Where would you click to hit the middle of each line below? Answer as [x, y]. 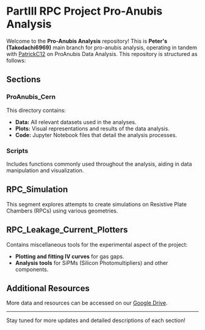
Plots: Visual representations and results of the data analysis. [92, 128]
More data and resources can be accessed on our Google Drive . [87, 303]
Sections [23, 79]
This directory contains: [36, 110]
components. [32, 269]
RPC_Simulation [37, 190]
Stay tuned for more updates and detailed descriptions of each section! [96, 320]
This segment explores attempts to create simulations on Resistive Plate [97, 204]
